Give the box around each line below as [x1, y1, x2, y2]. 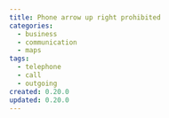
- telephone [17, 63, 62, 72]
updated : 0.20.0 [9, 95, 69, 105]
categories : [9, 21, 53, 30]
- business [17, 29, 58, 38]
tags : [9, 54, 29, 63]
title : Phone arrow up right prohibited [9, 12, 162, 22]
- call [17, 71, 42, 80]
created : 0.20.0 [9, 87, 69, 96]
